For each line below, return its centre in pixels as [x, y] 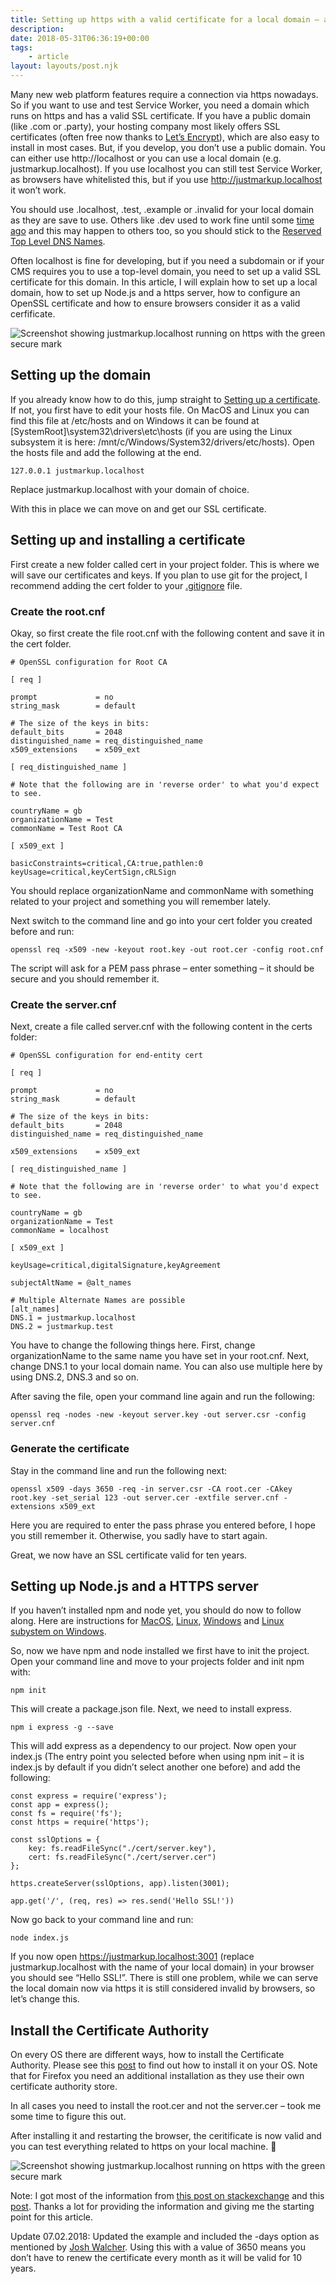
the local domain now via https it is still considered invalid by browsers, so [163, 1988]
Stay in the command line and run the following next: [119, 1470]
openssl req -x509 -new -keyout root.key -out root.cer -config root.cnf [167, 949]
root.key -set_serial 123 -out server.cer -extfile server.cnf [145, 1497]
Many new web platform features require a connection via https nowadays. [164, 94]
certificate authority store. [64, 2087]
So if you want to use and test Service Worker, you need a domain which [160, 105]
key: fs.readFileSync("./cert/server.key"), [122, 1849]
